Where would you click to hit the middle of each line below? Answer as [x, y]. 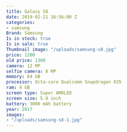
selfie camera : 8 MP [31, 71]
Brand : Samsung [25, 33]
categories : [20, 22]
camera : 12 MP [23, 66]
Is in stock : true [28, 39]
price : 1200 [20, 55]
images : [16, 114]
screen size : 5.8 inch [34, 98]
